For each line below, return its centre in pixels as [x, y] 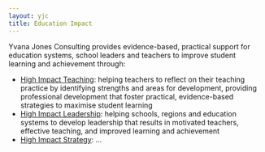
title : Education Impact [50, 23]
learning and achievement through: [67, 63]
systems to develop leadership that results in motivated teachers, [130, 122]
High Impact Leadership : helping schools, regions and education [128, 113]
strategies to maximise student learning [86, 105]
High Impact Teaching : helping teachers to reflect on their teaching [132, 79]
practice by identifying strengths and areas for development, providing [139, 88]
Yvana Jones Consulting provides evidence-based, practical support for [129, 46]
